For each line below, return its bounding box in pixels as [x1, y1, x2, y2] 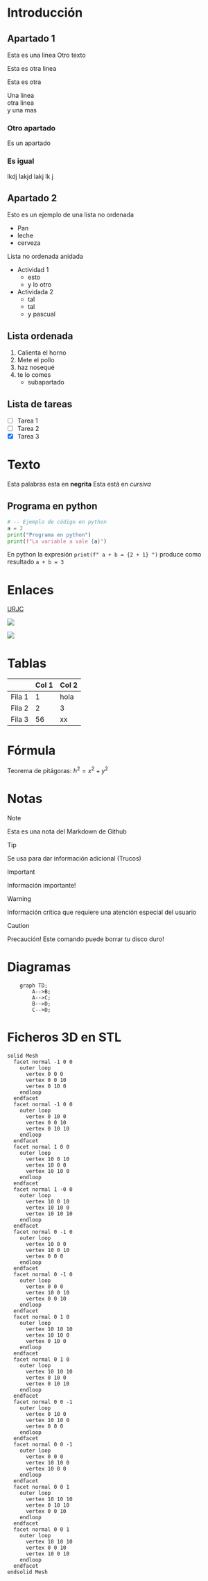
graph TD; [19, 982, 49, 989]
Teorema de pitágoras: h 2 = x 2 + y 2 [7, 766, 109, 775]
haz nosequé [17, 363, 55, 372]
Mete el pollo [17, 356, 55, 364]
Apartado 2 [7, 192, 58, 204]
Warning [7, 894, 31, 903]
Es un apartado [7, 139, 51, 147]
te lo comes [17, 371, 51, 379]
